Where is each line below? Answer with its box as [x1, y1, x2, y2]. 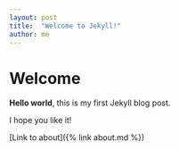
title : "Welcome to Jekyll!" [9, 21, 122, 30]
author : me [9, 29, 50, 38]
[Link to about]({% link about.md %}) [9, 132, 145, 143]
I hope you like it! [9, 115, 72, 126]
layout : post [9, 12, 58, 22]
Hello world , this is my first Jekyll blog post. [9, 97, 171, 108]
